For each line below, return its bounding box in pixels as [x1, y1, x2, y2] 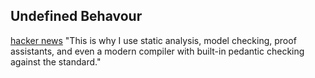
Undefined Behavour [10, 8, 143, 25]
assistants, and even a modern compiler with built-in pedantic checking [10, 45, 305, 57]
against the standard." [10, 55, 102, 68]
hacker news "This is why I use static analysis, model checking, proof [10, 34, 297, 46]
